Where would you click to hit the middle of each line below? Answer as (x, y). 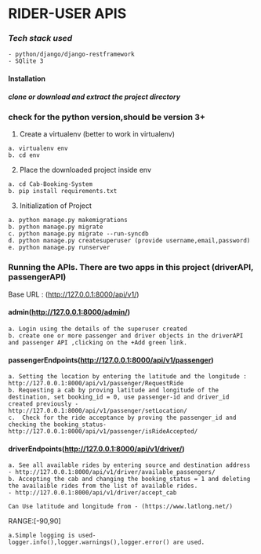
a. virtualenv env (38, 149)
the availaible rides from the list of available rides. (103, 486)
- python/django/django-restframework (71, 55)
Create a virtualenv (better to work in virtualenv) (97, 134)
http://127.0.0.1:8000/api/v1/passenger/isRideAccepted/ (103, 432)
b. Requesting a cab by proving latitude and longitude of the (114, 390)
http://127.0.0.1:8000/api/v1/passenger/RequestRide (96, 384)
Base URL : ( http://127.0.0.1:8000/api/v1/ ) (74, 294)
